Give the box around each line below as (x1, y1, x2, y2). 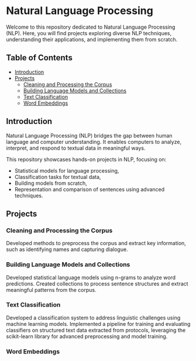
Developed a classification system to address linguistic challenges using (6, 314, 181, 321)
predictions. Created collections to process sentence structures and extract (6, 280, 188, 287)
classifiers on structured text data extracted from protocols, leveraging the (6, 326, 186, 334)
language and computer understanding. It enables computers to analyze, (6, 138, 182, 145)
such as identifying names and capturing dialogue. (6, 246, 128, 253)
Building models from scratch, (14, 180, 87, 187)
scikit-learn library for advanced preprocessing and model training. (6, 332, 168, 340)
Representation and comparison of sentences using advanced (14, 185, 165, 192)
